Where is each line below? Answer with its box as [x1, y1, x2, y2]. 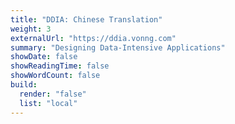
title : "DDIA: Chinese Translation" [10, 14, 163, 25]
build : [10, 80, 38, 90]
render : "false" [19, 89, 87, 99]
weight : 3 [10, 24, 52, 34]
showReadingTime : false [10, 61, 110, 71]
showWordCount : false [10, 71, 101, 81]
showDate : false [10, 52, 78, 62]
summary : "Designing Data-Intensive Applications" [10, 42, 226, 53]
